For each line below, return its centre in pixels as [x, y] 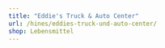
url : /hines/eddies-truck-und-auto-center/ [83, 24]
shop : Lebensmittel [41, 31]
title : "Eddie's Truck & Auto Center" [74, 16]
